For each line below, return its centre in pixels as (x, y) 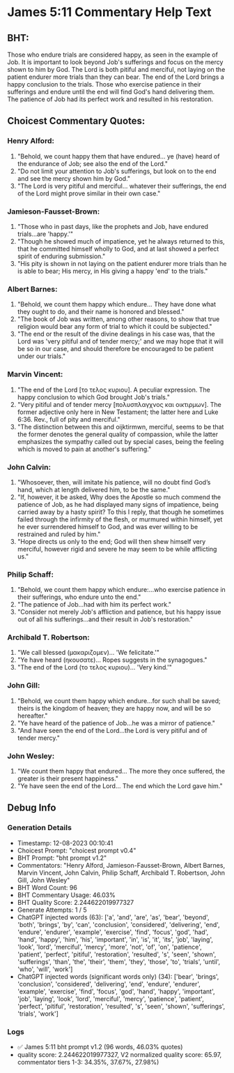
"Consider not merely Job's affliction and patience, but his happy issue (119, 612)
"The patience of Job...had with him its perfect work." (94, 605)
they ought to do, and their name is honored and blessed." (101, 312)
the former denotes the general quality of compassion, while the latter (117, 434)
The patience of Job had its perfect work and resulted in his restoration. (110, 99)
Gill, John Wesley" (44, 880)
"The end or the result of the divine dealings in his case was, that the (116, 334)
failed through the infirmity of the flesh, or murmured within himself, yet (120, 519)
